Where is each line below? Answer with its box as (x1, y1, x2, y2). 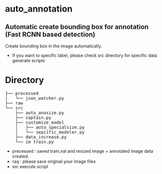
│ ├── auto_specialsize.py (15, 125, 85, 130)
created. (12, 153, 29, 159)
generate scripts (12, 58, 45, 63)
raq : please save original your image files (12, 158, 96, 164)
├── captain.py (15, 115, 52, 120)
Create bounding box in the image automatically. (5, 43, 102, 49)
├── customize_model (15, 120, 64, 125)
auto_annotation (5, 3, 73, 15)
